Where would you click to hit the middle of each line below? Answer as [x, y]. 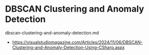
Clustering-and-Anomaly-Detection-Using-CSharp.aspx [68, 47]
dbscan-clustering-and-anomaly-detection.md [52, 33]
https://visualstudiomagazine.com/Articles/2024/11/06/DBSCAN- [77, 42]
